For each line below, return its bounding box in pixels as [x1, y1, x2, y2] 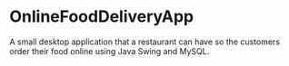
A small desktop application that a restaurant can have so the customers [9, 36, 280, 47]
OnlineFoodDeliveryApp [9, 6, 194, 27]
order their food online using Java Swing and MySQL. [9, 45, 210, 56]
